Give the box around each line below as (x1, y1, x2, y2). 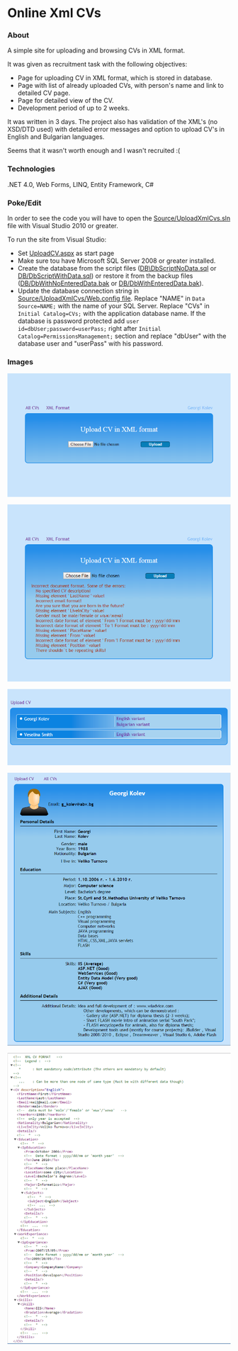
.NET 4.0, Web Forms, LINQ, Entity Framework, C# (7, 180, 154, 188)
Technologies (7, 164, 55, 174)
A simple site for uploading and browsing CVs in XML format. (7, 46, 186, 55)
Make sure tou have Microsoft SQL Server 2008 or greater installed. (17, 256, 216, 265)
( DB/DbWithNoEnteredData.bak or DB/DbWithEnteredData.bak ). (17, 279, 204, 288)
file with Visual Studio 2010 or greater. (7, 222, 119, 230)
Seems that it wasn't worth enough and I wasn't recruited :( (7, 147, 181, 155)
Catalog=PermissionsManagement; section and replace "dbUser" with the (17, 332, 227, 341)
